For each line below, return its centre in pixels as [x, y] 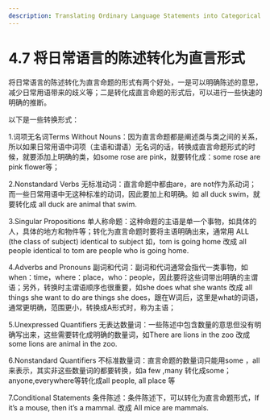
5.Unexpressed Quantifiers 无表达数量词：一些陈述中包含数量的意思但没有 [131, 324]
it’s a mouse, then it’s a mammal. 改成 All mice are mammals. [109, 407]
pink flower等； [34, 167]
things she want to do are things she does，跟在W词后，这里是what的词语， [135, 297]
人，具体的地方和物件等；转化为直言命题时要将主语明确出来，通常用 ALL [129, 231]
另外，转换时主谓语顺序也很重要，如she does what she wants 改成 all [137, 287]
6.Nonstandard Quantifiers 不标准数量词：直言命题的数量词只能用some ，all [134, 360]
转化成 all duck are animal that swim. [76, 204]
